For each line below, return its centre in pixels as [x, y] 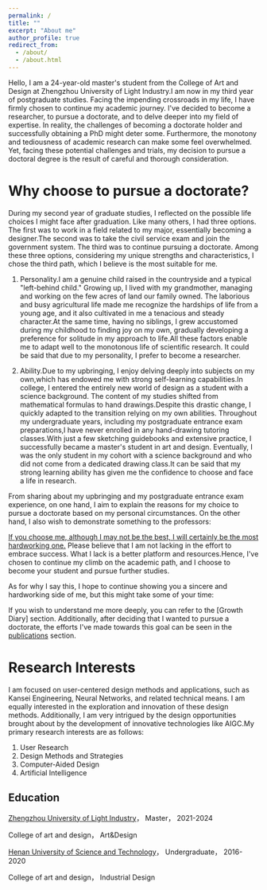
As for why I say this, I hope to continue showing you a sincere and [118, 586]
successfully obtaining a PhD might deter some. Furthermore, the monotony [132, 133]
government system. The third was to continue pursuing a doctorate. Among [133, 247]
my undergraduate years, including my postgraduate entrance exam [131, 421]
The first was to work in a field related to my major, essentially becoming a [130, 230]
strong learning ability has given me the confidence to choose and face [136, 472]
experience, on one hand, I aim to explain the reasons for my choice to [124, 504]
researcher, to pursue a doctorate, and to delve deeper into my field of [124, 116]
